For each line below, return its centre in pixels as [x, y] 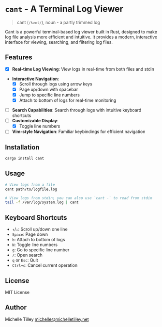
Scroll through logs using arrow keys [56, 84]
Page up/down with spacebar [49, 89]
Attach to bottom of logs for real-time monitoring [68, 100]
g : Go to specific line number [41, 250]
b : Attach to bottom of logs [38, 240]
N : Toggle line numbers [35, 245]
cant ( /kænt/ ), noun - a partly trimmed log [58, 22]
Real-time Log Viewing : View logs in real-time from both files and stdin [83, 69]
